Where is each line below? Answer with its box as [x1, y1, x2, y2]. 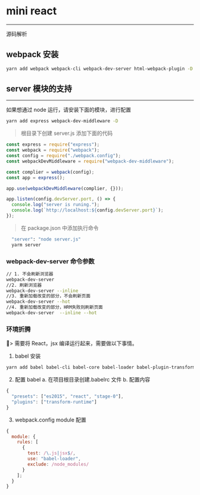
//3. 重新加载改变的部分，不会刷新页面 [6, 293, 91, 299]
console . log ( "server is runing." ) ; [11, 202, 100, 208]
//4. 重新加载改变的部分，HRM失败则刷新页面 [6, 305, 103, 310]
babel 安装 [14, 352, 41, 359]
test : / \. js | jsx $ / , [27, 450, 76, 456]
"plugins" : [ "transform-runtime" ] [11, 399, 97, 405]
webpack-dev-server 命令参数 [6, 257, 95, 265]
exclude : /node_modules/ [27, 461, 89, 467]
